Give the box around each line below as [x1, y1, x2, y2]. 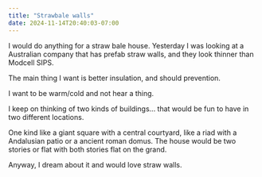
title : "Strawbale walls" [8, 11, 94, 20]
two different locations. [8, 112, 84, 121]
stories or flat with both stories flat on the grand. [8, 144, 167, 154]
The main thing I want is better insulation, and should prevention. [8, 73, 221, 83]
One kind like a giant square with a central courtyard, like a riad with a [8, 128, 237, 137]
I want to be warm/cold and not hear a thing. [8, 88, 154, 98]
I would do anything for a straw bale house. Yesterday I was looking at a [8, 40, 244, 50]
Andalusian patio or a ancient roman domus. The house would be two [8, 136, 237, 145]
